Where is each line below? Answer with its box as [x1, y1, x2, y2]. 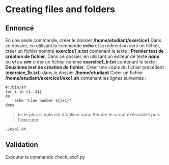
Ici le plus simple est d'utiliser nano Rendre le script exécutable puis [17, 112, 160, 117]
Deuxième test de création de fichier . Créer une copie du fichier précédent [5, 64, 164, 70]
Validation [5, 141, 38, 149]
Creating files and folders [5, 4, 116, 15]
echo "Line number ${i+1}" [14, 98, 72, 103]
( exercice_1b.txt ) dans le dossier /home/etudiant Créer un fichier [5, 70, 144, 76]
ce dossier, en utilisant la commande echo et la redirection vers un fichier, [5, 43, 160, 49]
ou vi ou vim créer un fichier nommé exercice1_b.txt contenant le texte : [5, 59, 158, 64]
